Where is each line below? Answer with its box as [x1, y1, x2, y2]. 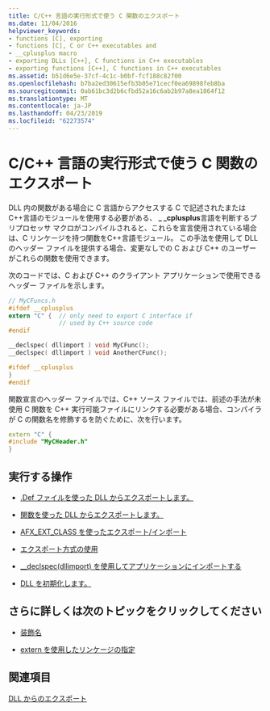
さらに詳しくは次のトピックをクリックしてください [8, 604, 262, 618]
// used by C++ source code [59, 319, 153, 327]
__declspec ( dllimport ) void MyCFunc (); [8, 341, 150, 350]
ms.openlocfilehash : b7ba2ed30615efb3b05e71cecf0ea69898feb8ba [8, 79, 226, 87]
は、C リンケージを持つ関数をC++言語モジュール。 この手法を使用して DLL [8, 233, 259, 242]
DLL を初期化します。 [19, 578, 92, 588]
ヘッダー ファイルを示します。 [8, 280, 109, 290]
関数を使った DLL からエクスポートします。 [19, 510, 164, 520]
